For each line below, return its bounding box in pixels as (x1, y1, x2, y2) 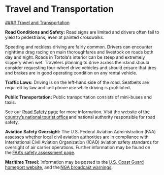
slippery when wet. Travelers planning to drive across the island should (5, 59, 150, 65)
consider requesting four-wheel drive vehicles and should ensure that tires (5, 65, 157, 71)
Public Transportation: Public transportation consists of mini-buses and (5, 94, 152, 100)
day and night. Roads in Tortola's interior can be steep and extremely (5, 54, 145, 60)
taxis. (5, 99, 16, 105)
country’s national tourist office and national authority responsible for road (5, 114, 156, 120)
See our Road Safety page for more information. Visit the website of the (5, 109, 150, 115)
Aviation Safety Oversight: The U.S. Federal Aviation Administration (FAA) (5, 128, 156, 134)
